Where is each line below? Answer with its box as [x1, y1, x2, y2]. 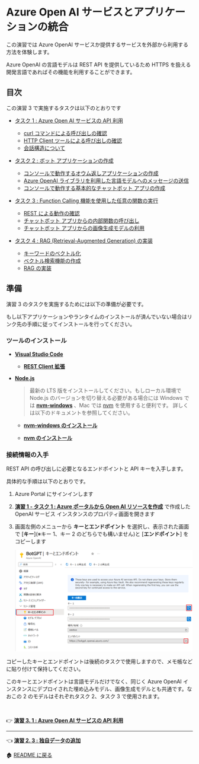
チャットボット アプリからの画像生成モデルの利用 [23, 224, 145, 231]
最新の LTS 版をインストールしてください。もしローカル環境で [29, 387, 182, 394]
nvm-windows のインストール [23, 422, 98, 429]
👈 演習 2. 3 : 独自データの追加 [6, 737, 81, 744]
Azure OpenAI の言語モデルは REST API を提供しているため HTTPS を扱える [6, 61, 191, 68]
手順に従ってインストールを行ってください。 [26, 320, 135, 327]
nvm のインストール [23, 434, 73, 441]
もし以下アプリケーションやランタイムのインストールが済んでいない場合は [6, 313, 188, 320]
